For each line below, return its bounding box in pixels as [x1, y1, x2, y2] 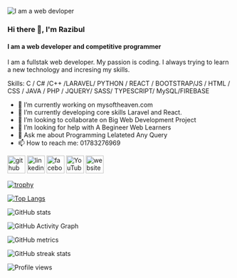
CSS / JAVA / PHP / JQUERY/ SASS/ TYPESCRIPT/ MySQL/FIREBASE [7, 87, 210, 95]
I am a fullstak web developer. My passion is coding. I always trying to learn [7, 58, 229, 67]
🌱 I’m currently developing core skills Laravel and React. [17, 108, 183, 117]
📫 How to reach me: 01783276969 [17, 139, 121, 147]
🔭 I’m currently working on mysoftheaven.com [17, 100, 153, 109]
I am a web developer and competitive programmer [7, 42, 162, 50]
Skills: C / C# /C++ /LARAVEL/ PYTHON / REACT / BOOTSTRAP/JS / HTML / [7, 79, 231, 88]
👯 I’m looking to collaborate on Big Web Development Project [17, 116, 196, 124]
